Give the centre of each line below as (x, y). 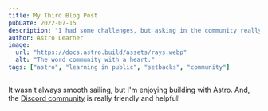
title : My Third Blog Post (53, 15)
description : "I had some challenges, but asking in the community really (135, 30)
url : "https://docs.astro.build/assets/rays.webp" (101, 52)
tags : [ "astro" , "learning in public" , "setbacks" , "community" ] (119, 67)
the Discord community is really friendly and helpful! (95, 98)
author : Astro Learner (46, 38)
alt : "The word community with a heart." (85, 60)
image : (19, 45)
